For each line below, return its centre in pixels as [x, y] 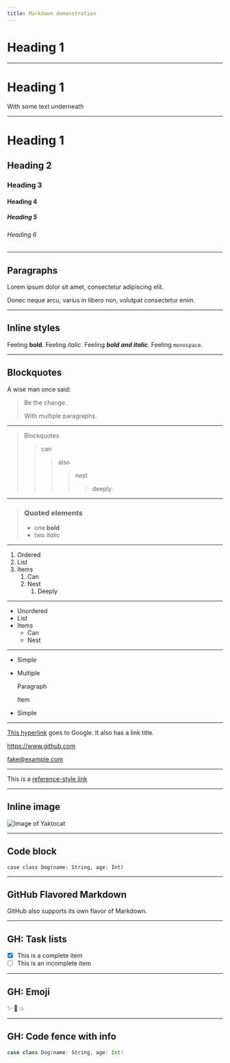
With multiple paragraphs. [60, 416]
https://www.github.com [41, 745]
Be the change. [45, 403]
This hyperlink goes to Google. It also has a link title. [80, 732]
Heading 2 [30, 166]
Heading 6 [22, 235]
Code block [32, 851]
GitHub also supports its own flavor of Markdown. [77, 911]
